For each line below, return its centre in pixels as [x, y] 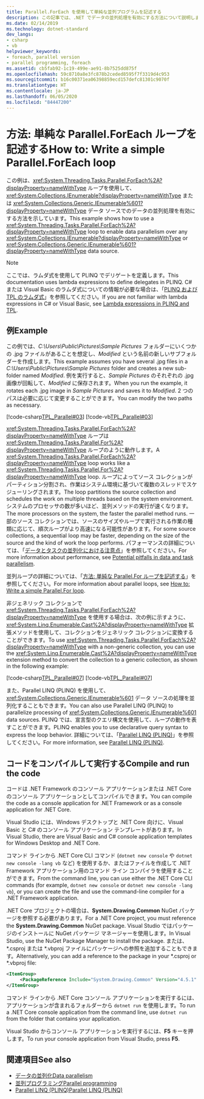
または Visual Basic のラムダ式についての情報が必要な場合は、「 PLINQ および [102, 289]
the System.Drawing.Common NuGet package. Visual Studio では [89, 926]
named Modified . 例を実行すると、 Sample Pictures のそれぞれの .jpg [108, 376]
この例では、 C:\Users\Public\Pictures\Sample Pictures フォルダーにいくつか [101, 346]
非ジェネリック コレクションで [44, 603]
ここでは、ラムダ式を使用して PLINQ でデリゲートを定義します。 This [93, 275]
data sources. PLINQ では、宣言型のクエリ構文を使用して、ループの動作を [99, 720]
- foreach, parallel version [43, 57]
